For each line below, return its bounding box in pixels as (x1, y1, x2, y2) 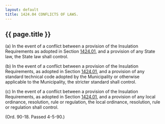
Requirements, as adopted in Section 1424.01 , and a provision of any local (5, 94, 156, 100)
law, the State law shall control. (5, 54, 68, 60)
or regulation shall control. (5, 104, 58, 110)
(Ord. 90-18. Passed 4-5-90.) (5, 114, 65, 120)
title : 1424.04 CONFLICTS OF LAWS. (5, 12, 79, 17)
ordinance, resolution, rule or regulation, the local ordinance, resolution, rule (5, 99, 161, 105)
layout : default (5, 7, 39, 12)
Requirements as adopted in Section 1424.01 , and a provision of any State (5, 48, 155, 54)
